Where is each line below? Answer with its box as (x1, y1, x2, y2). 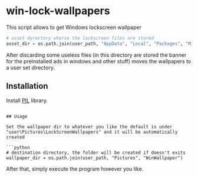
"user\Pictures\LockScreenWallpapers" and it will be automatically (6, 129, 178, 135)
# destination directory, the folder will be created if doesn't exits (6, 150, 186, 156)
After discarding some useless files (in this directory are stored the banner (6, 51, 187, 59)
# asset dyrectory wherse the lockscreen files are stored (6, 35, 154, 41)
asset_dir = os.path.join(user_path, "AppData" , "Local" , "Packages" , (6, 40, 183, 47)
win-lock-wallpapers (6, 4, 110, 18)
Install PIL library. (6, 96, 48, 104)
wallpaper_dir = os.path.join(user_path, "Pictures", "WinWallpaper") (6, 155, 183, 161)
